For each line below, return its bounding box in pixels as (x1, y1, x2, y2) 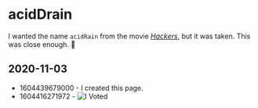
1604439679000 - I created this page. (19, 83, 144, 92)
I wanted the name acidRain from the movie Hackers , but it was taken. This (8, 31, 251, 41)
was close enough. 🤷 (8, 39, 76, 49)
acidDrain (8, 5, 73, 23)
